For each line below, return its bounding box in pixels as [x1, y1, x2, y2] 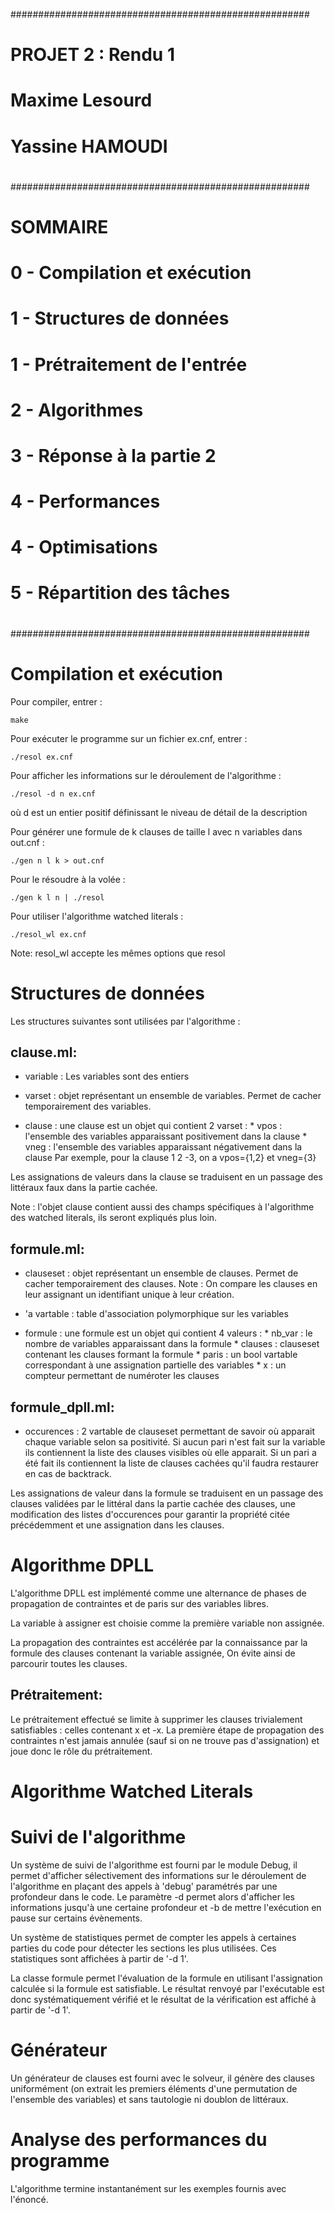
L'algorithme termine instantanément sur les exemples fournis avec [10, 2182, 287, 2194]
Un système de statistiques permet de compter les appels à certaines [10, 1931, 297, 1943]
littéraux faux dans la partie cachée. [10, 1182, 158, 1194]
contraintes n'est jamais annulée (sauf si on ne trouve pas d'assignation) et [10, 1734, 320, 1746]
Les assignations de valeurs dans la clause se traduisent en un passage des [10, 1171, 323, 1183]
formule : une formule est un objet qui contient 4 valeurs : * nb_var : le [24, 1327, 313, 1339]
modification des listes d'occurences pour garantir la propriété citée [10, 1508, 291, 1520]
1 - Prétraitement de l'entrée [10, 353, 248, 376]
